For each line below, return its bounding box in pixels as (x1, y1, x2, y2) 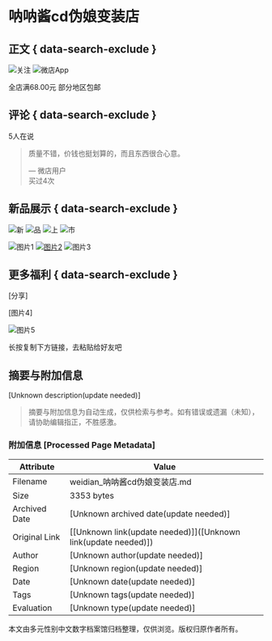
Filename (12, 475, 48, 486)
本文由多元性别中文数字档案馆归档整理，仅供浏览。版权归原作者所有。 (8, 624, 243, 634)
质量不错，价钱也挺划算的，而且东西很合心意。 (28, 148, 185, 158)
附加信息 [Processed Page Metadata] (8, 439, 155, 451)
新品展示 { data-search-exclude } (8, 202, 178, 215)
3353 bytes (70, 490, 115, 501)
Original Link (12, 531, 61, 542)
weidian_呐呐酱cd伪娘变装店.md (70, 476, 192, 487)
